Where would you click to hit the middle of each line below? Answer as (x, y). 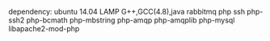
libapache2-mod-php (44, 29)
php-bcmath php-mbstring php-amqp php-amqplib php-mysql (131, 20)
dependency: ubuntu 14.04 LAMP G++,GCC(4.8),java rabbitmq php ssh (127, 12)
